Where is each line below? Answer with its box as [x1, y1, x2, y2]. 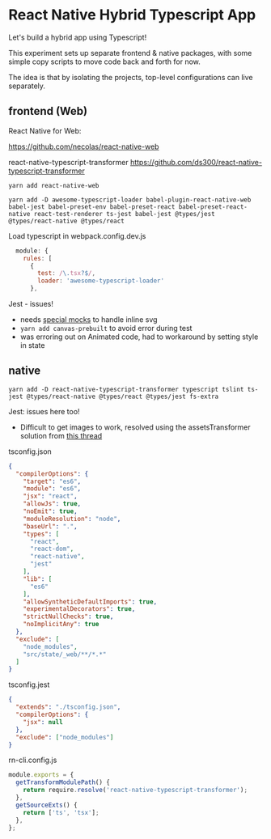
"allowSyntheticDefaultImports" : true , [23, 597, 158, 606]
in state [19, 341, 45, 350]
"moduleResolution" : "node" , [23, 515, 121, 523]
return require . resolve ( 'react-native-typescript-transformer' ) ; [23, 786, 248, 795]
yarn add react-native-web [8, 181, 100, 189]
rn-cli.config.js [8, 755, 57, 765]
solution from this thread [19, 430, 103, 440]
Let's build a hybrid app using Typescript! [8, 32, 147, 42]
